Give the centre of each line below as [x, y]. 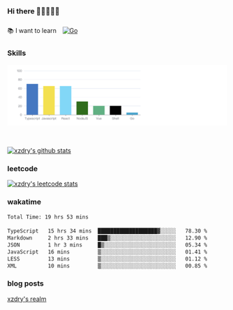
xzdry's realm [27, 299]
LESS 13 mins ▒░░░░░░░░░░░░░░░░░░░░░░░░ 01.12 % [107, 259]
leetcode [23, 168]
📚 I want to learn [32, 31]
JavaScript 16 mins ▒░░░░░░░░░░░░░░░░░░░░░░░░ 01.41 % [107, 252]
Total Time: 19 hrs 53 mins [48, 217]
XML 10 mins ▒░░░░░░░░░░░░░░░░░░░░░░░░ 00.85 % [107, 266]
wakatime [24, 202]
